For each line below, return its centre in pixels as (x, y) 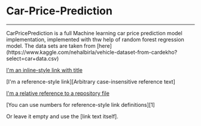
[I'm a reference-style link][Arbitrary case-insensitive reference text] (91, 81)
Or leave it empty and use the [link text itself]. (62, 116)
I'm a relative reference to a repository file (58, 93)
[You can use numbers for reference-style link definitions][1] (81, 105)
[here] (104, 45)
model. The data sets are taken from (51, 45)
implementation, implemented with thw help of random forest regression (95, 39)
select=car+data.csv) (33, 59)
